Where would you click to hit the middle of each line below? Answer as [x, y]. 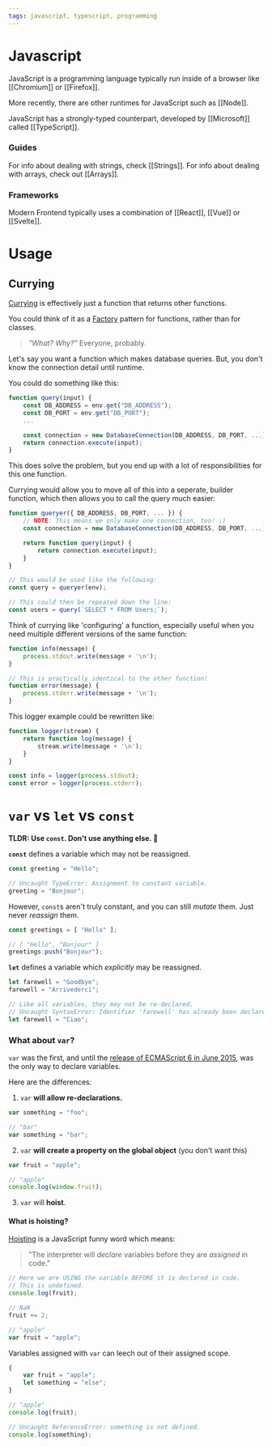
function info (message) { [52, 648]
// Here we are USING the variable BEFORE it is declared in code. [125, 1278]
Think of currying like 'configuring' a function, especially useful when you [131, 625]
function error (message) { [54, 686]
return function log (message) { [77, 738]
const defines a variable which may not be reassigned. [99, 854]
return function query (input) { [77, 543]
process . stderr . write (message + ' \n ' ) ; [90, 694]
